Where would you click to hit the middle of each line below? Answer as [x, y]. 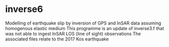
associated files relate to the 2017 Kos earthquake [57, 39]
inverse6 [24, 9]
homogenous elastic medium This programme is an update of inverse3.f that [85, 28]
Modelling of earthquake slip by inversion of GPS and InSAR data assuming [83, 23]
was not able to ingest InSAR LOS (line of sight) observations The [73, 33]
